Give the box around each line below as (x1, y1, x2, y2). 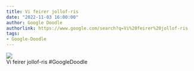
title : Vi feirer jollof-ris (6, 8, 79, 15)
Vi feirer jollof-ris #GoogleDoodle (6, 59, 88, 65)
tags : (6, 31, 20, 37)
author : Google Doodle (6, 20, 63, 25)
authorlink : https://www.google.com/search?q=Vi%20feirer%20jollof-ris (6, 25, 188, 31)
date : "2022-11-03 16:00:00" (6, 14, 79, 20)
